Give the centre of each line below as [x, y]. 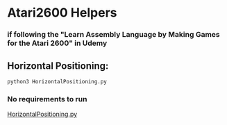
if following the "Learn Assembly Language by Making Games [113, 35]
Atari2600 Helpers [62, 13]
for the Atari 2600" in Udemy [57, 43]
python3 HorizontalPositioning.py [57, 81]
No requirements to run [47, 99]
